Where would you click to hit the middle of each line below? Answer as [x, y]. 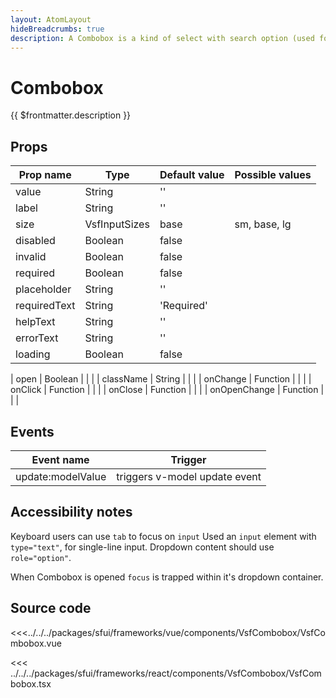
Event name [60, 459]
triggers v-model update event [189, 476]
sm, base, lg [263, 224]
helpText [35, 322]
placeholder [43, 289]
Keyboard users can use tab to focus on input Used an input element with [163, 536]
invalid [31, 257]
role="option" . [41, 557]
